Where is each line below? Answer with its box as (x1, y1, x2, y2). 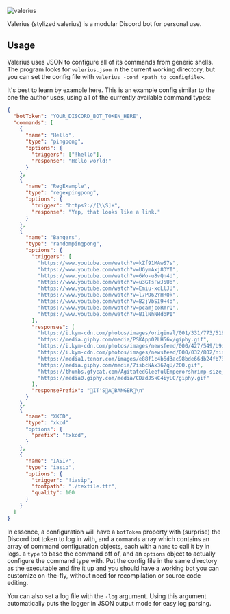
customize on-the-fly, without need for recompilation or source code (7, 571, 201, 580)
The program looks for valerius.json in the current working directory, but (7, 65, 216, 73)
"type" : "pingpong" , (25, 138, 84, 146)
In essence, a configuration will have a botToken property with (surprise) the (7, 527, 221, 536)
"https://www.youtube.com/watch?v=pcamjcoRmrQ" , (37, 304, 179, 311)
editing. (7, 578, 29, 587)
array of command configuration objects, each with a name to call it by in (7, 542, 210, 550)
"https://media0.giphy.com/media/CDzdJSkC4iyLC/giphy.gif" (37, 374, 210, 381)
